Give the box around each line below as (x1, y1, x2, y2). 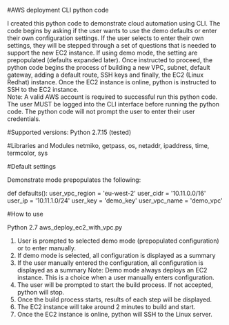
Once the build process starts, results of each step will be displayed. (17, 295, 212, 304)
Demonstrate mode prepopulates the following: (7, 176, 141, 184)
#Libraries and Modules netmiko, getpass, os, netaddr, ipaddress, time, (7, 142, 210, 149)
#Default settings (7, 162, 57, 170)
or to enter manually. (17, 244, 77, 252)
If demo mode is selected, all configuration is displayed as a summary (17, 252, 216, 259)
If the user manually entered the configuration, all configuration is (17, 259, 203, 267)
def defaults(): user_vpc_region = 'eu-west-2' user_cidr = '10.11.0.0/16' (7, 189, 206, 197)
